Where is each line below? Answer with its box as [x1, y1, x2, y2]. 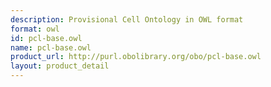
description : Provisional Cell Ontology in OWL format [10, 14, 244, 25]
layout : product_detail [10, 61, 110, 71]
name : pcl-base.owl [10, 42, 92, 53]
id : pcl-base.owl [10, 33, 83, 43]
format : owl [10, 24, 60, 34]
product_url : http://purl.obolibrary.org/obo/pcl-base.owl [10, 52, 262, 62]
